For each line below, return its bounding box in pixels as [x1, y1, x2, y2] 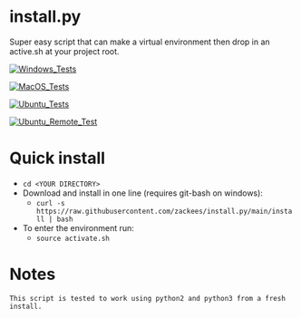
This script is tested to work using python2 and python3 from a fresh [9, 294, 286, 303]
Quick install [9, 148, 106, 169]
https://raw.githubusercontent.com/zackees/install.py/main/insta [35, 207, 293, 216]
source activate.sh [35, 234, 111, 243]
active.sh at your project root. [9, 45, 120, 56]
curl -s [35, 198, 65, 207]
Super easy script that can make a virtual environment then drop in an [9, 36, 270, 47]
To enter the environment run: [22, 222, 134, 233]
